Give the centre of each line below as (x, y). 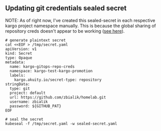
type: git (20, 88)
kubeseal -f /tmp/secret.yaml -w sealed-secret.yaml (61, 123)
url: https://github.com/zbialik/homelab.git (58, 97)
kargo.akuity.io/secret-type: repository (58, 80)
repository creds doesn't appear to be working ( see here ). (65, 31)
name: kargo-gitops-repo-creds (42, 67)
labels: (18, 75)
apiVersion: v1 (21, 49)
